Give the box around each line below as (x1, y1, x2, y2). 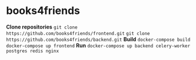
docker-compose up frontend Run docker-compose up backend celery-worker (6, 42, 190, 49)
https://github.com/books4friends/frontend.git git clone (6, 30, 150, 36)
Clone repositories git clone (6, 23, 78, 30)
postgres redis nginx (6, 48, 59, 54)
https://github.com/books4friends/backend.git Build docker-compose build (6, 36, 191, 43)
